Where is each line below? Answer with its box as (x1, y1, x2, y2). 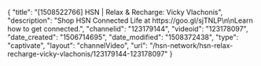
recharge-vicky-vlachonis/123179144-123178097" (7, 49, 168, 58)
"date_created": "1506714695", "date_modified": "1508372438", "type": (7, 32, 239, 42)
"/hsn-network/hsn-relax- (149, 41, 233, 50)
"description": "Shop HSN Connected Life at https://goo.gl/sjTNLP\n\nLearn (7, 16, 253, 25)
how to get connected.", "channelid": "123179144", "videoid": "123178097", (7, 24, 248, 33)
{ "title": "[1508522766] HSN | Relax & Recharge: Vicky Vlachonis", (7, 8, 223, 16)
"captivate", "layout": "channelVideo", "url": (7, 41, 149, 50)
